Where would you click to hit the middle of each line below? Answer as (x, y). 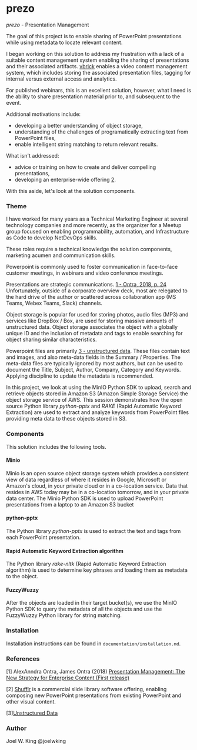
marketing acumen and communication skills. (61, 255)
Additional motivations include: (44, 114)
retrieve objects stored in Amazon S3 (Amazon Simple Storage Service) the (97, 394)
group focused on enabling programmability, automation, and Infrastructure (98, 232)
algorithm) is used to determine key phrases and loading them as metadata (97, 570)
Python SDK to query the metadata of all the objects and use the (84, 609)
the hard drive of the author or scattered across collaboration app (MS (91, 297)
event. (14, 102)
